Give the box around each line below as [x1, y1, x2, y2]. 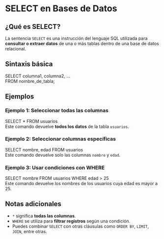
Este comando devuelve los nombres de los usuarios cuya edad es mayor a [5, 181, 158, 187]
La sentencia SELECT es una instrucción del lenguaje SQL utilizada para [5, 35, 148, 41]
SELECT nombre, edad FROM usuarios [5, 146, 83, 152]
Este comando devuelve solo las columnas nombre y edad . [5, 152, 121, 158]
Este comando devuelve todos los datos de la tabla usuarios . [5, 123, 129, 129]
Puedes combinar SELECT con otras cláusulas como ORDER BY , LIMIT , [12, 223, 149, 229]
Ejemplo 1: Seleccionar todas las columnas [5, 107, 109, 114]
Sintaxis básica [5, 60, 53, 69]
